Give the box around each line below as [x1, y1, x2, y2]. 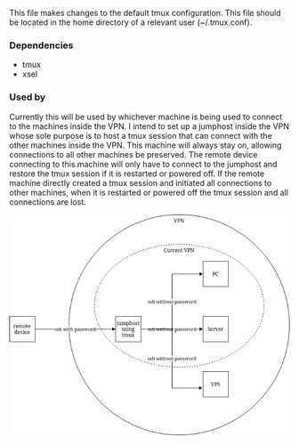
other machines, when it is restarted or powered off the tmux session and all [9, 187, 289, 198]
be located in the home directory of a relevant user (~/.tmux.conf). [9, 17, 253, 28]
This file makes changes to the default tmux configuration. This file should [9, 8, 282, 18]
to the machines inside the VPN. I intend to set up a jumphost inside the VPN [9, 120, 289, 132]
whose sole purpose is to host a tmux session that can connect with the [9, 130, 273, 141]
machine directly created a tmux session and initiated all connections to [9, 177, 272, 188]
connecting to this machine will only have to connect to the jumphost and [9, 158, 278, 169]
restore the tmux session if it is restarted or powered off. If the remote [9, 168, 265, 179]
